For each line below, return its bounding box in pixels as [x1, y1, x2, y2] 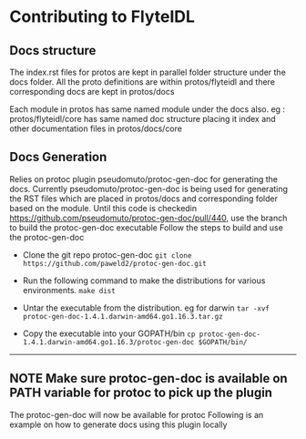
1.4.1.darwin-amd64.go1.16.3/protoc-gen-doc [22, 337, 195, 347]
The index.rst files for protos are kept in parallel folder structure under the [9, 66, 287, 77]
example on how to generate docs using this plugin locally [9, 419, 228, 430]
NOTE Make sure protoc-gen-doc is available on [9, 371, 289, 386]
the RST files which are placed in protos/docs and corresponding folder [9, 193, 278, 204]
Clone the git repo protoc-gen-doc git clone [22, 249, 192, 260]
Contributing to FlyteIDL [9, 6, 196, 27]
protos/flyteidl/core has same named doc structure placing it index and [9, 114, 276, 124]
